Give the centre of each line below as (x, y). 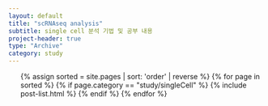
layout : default (36, 16)
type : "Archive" (36, 46)
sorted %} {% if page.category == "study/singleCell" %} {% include (133, 85)
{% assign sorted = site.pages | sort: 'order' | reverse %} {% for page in (140, 76)
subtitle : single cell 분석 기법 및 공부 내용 (81, 31)
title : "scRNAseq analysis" (56, 23)
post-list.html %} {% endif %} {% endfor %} (94, 93)
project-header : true (45, 38)
